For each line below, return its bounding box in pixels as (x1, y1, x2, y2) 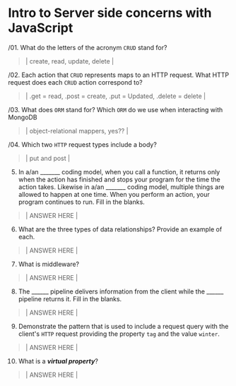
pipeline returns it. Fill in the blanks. (18, 294, 122, 303)
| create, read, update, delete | (25, 56, 114, 65)
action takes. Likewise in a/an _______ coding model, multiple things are (18, 182, 225, 191)
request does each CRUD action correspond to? (8, 78, 143, 86)
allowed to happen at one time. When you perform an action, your (18, 190, 211, 198)
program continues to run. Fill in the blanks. (18, 198, 146, 206)
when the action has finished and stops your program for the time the (18, 175, 221, 183)
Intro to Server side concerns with (8, 5, 212, 21)
